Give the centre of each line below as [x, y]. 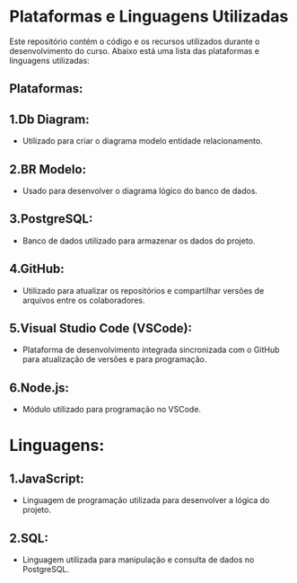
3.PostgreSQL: [51, 219]
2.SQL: [29, 538]
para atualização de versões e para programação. [114, 359]
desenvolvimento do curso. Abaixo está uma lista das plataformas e [135, 50]
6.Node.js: [39, 388]
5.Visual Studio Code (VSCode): [101, 328]
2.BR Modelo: [48, 169]
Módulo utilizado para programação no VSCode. [112, 410]
